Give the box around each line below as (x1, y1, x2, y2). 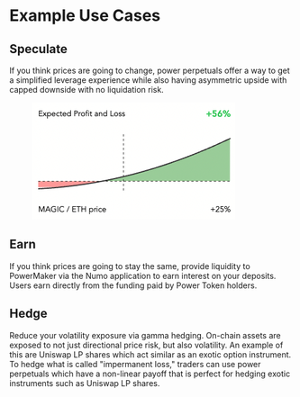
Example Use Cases (9, 5, 161, 26)
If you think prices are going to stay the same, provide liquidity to (9, 260, 250, 271)
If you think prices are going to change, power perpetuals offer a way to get (9, 65, 290, 76)
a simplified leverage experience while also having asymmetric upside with (9, 75, 287, 86)
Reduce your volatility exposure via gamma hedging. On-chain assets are (9, 329, 281, 340)
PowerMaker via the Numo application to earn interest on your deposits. (9, 270, 277, 281)
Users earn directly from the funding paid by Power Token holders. (9, 280, 258, 291)
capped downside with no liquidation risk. (9, 85, 164, 95)
